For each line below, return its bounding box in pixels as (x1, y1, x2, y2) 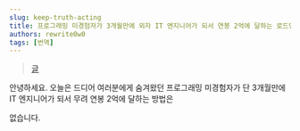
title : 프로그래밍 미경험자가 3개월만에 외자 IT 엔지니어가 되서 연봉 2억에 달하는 (9, 21, 273, 30)
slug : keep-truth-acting (9, 12, 102, 22)
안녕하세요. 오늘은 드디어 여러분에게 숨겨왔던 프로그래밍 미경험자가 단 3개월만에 (9, 82, 286, 94)
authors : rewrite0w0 (9, 29, 87, 38)
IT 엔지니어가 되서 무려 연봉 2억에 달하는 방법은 (9, 94, 174, 104)
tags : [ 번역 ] (9, 37, 54, 47)
